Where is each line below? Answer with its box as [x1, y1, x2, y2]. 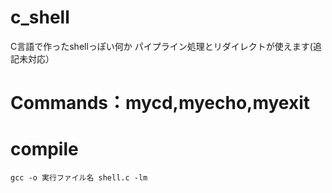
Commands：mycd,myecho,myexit [10, 92, 311, 115]
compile [10, 138, 79, 161]
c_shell [10, 6, 70, 29]
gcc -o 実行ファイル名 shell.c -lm [10, 173, 148, 183]
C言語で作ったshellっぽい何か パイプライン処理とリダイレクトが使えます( [10, 40, 313, 52]
